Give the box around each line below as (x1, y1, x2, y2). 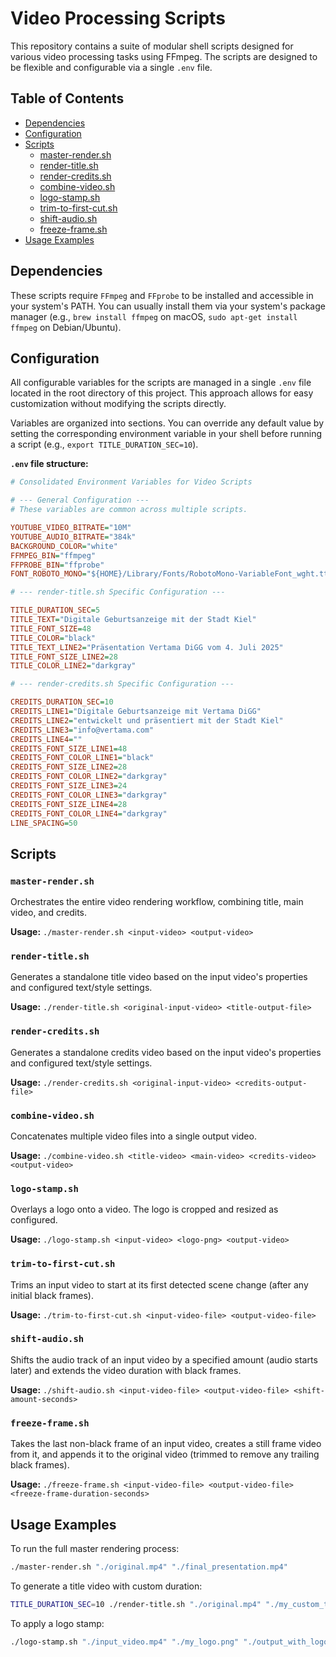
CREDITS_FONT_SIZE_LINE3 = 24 (10, 781, 128, 791)
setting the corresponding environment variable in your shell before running (10, 428, 323, 440)
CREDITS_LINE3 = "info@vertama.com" (10, 725, 155, 735)
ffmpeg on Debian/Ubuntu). (10, 321, 122, 333)
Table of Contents (10, 90, 125, 107)
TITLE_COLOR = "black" (10, 633, 97, 643)
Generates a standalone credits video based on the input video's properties (10, 1046, 322, 1058)
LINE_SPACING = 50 (10, 818, 78, 828)
